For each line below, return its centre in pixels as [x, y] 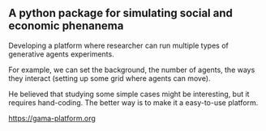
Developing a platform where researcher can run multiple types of [118, 45]
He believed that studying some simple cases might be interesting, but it [129, 94]
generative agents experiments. [62, 54]
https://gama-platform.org [52, 118]
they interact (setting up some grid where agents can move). [109, 78]
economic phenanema [66, 26]
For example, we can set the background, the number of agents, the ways [132, 70]
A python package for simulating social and [120, 13]
